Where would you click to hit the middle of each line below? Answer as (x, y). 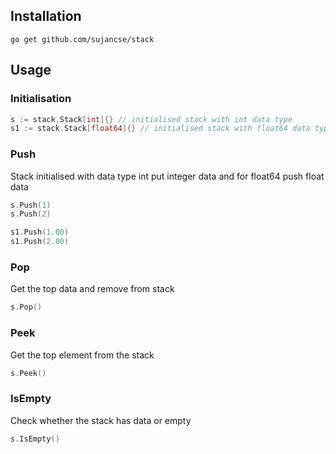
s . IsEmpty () (35, 439)
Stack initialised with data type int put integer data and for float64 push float (167, 176)
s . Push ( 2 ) (31, 214)
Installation (46, 16)
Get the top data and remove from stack (92, 289)
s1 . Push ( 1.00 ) (40, 232)
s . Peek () (28, 373)
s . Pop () (26, 307)
